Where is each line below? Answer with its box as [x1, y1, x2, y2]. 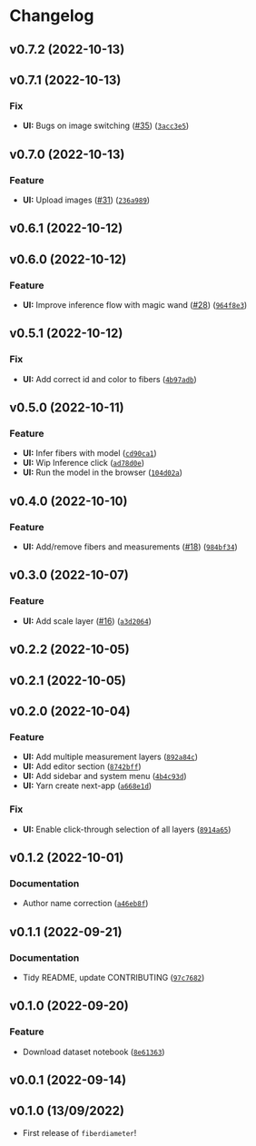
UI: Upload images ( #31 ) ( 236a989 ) [22, 194, 151, 205]
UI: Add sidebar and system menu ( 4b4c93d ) [22, 771, 187, 782]
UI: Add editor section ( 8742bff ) [22, 761, 142, 772]
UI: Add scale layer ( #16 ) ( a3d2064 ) [22, 615, 152, 627]
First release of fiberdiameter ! [22, 1127, 137, 1138]
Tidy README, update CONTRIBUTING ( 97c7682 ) [22, 972, 205, 983]
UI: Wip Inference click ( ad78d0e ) [22, 458, 145, 469]
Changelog [9, 5, 94, 26]
